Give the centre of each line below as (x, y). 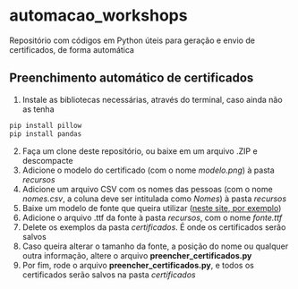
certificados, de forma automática (72, 49)
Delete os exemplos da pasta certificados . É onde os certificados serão (154, 227)
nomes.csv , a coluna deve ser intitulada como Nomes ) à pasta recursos (154, 199)
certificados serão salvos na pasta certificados (109, 275)
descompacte (47, 160)
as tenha (38, 109)
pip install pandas (46, 134)
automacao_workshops (98, 16)
